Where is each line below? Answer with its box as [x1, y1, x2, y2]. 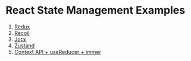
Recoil [14, 29, 30, 36]
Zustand [14, 42, 35, 49]
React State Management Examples [5, 4, 186, 17]
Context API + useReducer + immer [14, 48, 102, 55]
